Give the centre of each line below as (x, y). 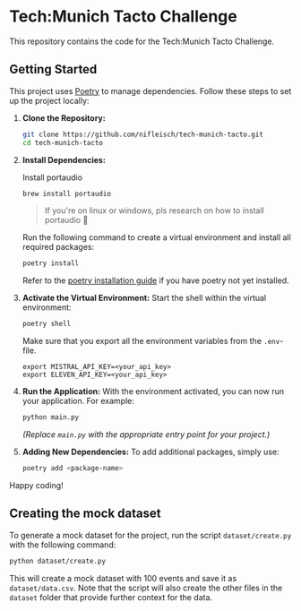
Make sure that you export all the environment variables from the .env (151, 341)
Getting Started (53, 69)
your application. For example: (78, 401)
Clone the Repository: (64, 117)
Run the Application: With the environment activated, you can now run (153, 392)
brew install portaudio (67, 194)
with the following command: (63, 545)
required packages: (58, 247)
